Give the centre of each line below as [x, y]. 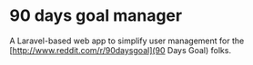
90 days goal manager [96, 16]
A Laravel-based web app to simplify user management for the [127, 41]
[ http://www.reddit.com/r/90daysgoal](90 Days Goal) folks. [121, 50]
